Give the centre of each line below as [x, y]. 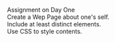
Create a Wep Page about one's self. [59, 17]
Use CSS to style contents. [45, 31]
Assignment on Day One [41, 10]
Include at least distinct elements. [54, 24]
